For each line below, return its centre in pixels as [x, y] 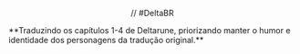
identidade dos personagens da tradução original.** [106, 40]
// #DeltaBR [152, 13]
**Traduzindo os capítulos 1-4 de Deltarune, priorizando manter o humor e [150, 30]
